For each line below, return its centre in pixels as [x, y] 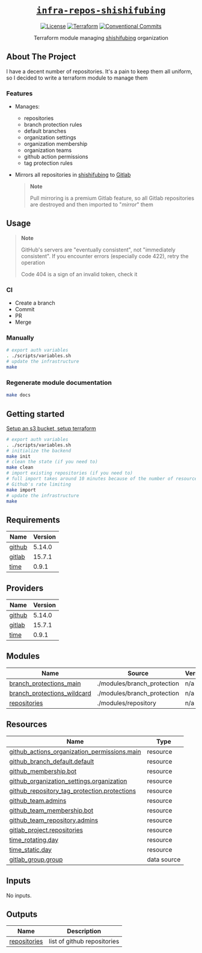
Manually [20, 338]
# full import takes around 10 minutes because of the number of [90, 479]
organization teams [48, 150]
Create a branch [35, 303]
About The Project [41, 57]
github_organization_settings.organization [68, 781]
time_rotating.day [34, 840]
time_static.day [31, 849]
